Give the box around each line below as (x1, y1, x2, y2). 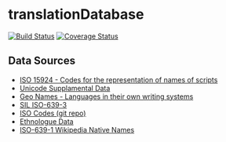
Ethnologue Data (19, 116, 74, 126)
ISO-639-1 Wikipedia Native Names (19, 125, 135, 134)
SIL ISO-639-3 (19, 100, 67, 109)
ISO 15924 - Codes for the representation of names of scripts (19, 75, 218, 84)
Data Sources (8, 54, 76, 67)
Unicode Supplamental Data (19, 83, 111, 93)
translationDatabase (8, 5, 144, 24)
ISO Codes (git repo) (19, 108, 86, 118)
